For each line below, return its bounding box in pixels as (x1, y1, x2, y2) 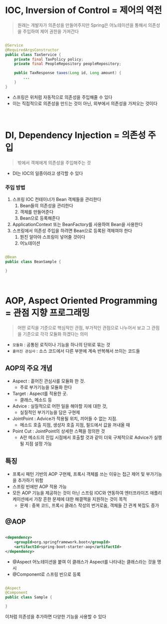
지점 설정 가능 (25, 441, 52, 447)
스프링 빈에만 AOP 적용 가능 (12, 484, 67, 490)
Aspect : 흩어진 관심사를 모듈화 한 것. (12, 378, 86, 384)
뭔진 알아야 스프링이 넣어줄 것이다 (19, 234, 86, 240)
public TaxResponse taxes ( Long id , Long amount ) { (14, 71, 122, 76)
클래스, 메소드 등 (19, 397, 52, 403)
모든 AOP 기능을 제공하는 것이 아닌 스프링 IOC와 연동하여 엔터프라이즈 (12, 490, 149, 496)
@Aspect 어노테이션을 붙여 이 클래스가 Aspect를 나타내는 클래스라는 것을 (12, 558, 156, 564)
